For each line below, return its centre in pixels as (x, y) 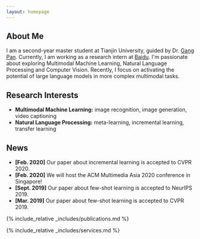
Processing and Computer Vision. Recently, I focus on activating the (90, 70)
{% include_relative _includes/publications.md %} (68, 219)
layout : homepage (28, 12)
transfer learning (35, 129)
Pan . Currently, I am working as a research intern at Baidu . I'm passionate (97, 57)
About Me (25, 36)
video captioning (36, 116)
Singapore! (29, 182)
